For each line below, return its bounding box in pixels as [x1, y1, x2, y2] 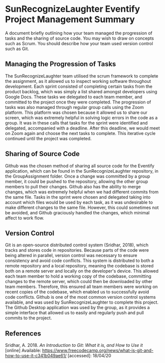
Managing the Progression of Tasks [5, 60, 116, 68]
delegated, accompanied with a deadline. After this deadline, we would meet [5, 125, 160, 131]
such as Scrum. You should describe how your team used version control [5, 40, 153, 46]
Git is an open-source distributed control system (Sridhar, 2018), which [5, 242, 149, 248]
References [5, 329, 41, 337]
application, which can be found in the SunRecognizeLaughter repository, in [5, 168, 159, 174]
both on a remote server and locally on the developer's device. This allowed [5, 268, 159, 274]
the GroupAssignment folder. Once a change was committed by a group [5, 173, 151, 179]
